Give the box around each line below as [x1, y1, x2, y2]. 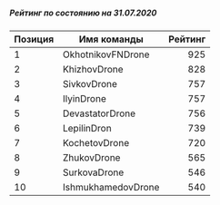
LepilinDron [62, 122, 112, 134]
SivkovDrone [62, 77, 118, 90]
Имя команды [78, 33, 144, 45]
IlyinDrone [62, 92, 106, 104]
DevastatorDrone [62, 107, 136, 120]
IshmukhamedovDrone [62, 181, 160, 193]
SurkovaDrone [62, 166, 125, 179]
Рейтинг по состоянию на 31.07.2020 [9, 7, 157, 18]
